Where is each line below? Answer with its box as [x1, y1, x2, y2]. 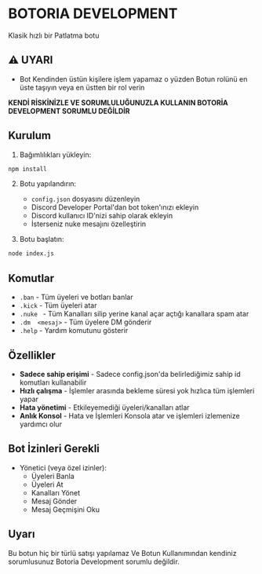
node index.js [8, 250, 55, 258]
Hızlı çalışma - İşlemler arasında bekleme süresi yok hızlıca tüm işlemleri [19, 386, 255, 395]
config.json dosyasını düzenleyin [31, 194, 140, 204]
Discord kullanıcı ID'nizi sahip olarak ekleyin [31, 211, 173, 221]
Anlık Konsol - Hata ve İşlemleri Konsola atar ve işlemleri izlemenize [19, 411, 241, 420]
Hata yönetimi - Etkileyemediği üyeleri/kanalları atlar [19, 402, 190, 412]
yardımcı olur [19, 419, 63, 429]
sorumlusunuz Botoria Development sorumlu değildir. [8, 557, 180, 566]
